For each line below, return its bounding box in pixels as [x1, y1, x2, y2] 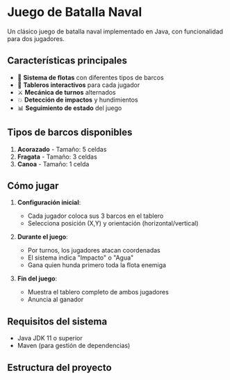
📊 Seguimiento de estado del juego [17, 104, 122, 112]
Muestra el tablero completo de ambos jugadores [27, 288, 169, 296]
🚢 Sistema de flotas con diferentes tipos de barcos [17, 73, 165, 81]
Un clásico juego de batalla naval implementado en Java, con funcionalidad [7, 27, 224, 35]
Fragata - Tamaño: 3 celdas [17, 152, 97, 161]
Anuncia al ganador [27, 295, 84, 303]
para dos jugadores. [7, 34, 65, 42]
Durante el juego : [17, 232, 68, 241]
